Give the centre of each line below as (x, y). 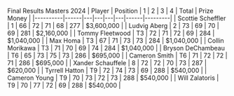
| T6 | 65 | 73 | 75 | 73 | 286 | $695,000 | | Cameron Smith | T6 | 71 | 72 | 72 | (117, 55)
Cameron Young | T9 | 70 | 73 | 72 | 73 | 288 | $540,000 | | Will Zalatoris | (113, 78)
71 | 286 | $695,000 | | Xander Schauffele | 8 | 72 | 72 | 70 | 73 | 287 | (107, 63)
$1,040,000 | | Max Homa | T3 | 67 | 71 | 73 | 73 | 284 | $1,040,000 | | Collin (116, 41)
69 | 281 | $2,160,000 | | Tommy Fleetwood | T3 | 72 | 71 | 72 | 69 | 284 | (111, 33)
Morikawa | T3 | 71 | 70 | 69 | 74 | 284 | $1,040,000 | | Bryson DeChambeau (116, 48)
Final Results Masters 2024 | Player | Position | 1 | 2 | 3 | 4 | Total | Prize (110, 11)
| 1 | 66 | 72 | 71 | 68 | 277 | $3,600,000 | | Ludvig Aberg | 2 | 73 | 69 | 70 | (113, 26)
